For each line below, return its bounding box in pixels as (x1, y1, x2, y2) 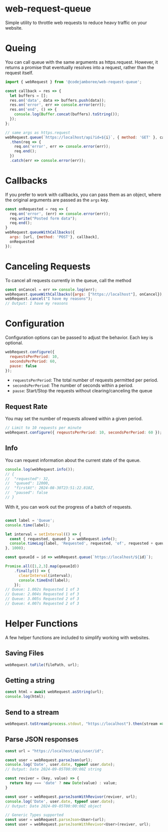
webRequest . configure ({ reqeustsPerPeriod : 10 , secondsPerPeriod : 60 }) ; (5, 430, 162, 435)
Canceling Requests (5, 261, 91, 272)
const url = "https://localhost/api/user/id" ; (5, 748, 104, 753)
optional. (5, 340, 23, 346)
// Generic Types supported (5, 812, 64, 817)
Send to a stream (5, 708, 59, 717)
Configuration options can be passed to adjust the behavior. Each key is (5, 334, 153, 341)
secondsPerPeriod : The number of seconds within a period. (12, 382, 133, 388)
